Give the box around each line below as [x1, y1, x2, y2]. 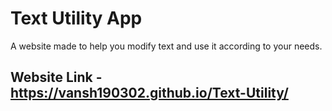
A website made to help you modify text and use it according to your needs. [10, 40, 323, 52]
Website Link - [10, 69, 103, 86]
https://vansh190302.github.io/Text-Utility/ [10, 85, 289, 102]
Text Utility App [10, 7, 143, 30]
